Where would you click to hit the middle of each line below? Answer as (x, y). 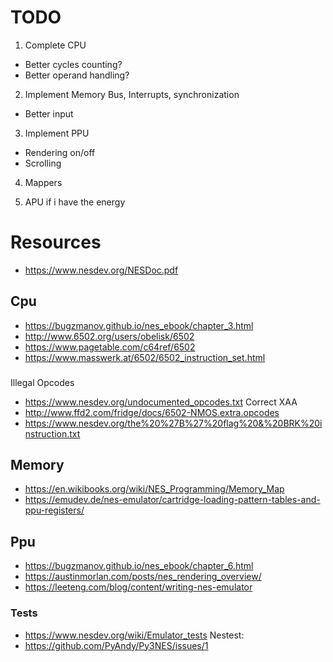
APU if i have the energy (75, 202)
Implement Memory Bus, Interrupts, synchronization (132, 94)
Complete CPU (55, 45)
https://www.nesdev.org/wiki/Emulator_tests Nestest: (134, 635)
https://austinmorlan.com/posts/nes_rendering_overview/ (143, 577)
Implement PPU (57, 133)
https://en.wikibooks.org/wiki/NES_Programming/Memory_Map (154, 489)
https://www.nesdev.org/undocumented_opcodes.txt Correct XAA (161, 402)
